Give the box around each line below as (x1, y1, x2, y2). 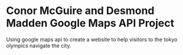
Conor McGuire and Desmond (6, 4, 155, 18)
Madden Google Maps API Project (6, 16, 175, 30)
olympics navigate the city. (6, 42, 71, 49)
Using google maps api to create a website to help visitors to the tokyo (6, 36, 178, 43)
